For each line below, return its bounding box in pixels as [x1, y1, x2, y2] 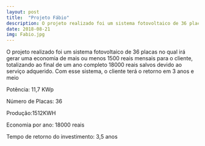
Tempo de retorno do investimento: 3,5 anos [6, 133, 118, 141]
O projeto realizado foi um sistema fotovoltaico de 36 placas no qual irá [6, 48, 186, 55]
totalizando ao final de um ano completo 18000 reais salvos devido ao [6, 61, 182, 69]
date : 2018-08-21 [6, 26, 51, 32]
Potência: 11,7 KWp [6, 86, 54, 93]
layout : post [6, 9, 40, 15]
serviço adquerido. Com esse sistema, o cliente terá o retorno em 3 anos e [6, 68, 194, 75]
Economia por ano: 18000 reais [6, 121, 85, 128]
